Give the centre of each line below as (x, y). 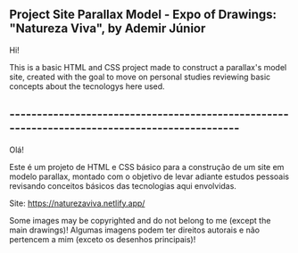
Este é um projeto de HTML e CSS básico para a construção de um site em (147, 167)
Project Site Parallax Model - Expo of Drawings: (143, 15)
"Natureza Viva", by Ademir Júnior (108, 29)
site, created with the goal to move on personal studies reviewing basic (140, 77)
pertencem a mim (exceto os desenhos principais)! (103, 239)
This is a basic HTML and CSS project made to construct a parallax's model (148, 67)
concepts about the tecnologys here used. (87, 86)
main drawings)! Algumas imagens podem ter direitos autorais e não (135, 230)
